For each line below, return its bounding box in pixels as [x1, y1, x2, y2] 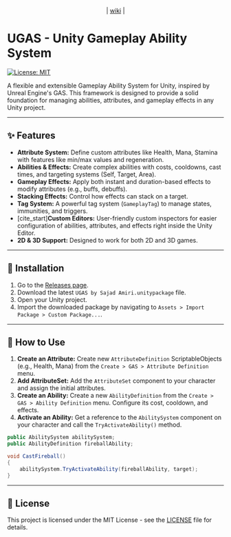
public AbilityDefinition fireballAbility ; [7, 440, 134, 447]
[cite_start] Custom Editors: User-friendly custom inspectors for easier [16, 214, 217, 222]
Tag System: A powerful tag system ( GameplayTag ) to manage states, [16, 199, 212, 207]
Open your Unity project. [16, 295, 87, 303]
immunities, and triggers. [16, 207, 88, 215]
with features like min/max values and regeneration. [16, 155, 164, 163]
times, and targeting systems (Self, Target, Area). [16, 170, 157, 179]
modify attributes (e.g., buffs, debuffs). [16, 185, 128, 193]
